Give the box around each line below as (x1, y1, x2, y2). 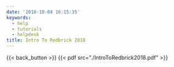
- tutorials (12, 26, 43, 32)
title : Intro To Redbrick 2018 (6, 37, 86, 43)
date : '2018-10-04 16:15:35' (6, 9, 80, 15)
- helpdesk (12, 32, 40, 38)
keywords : (6, 15, 32, 21)
